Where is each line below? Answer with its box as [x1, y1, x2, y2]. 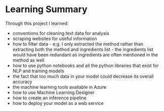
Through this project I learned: [5, 20, 69, 26]
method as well [12, 57, 45, 63]
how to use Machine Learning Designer [12, 89, 95, 95]
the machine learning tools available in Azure [12, 84, 106, 90]
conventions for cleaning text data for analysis [12, 30, 110, 36]
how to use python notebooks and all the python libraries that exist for [12, 62, 159, 68]
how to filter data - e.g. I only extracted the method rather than [12, 41, 144, 47]
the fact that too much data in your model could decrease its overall [12, 73, 154, 79]
